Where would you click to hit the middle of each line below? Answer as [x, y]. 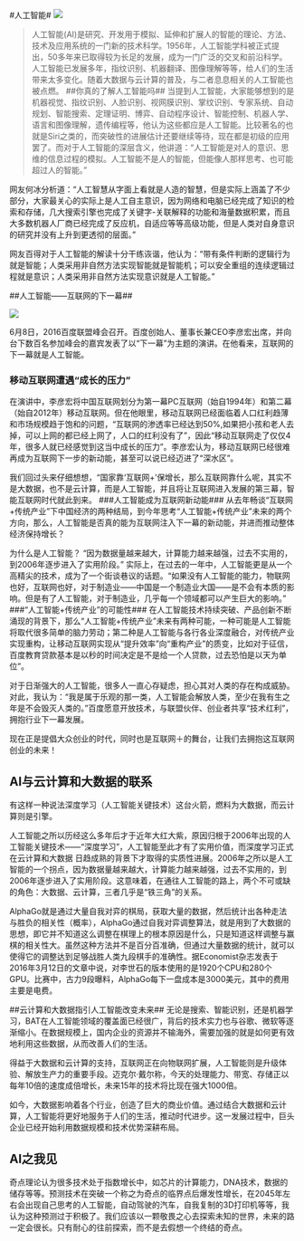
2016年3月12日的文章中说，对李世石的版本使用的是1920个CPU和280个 [141, 968]
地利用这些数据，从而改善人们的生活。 [81, 1044]
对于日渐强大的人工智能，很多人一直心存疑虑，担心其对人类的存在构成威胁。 [152, 686]
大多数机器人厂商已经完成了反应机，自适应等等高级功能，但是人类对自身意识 [152, 223]
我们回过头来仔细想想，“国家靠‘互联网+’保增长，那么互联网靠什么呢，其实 [147, 477]
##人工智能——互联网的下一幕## [71, 296]
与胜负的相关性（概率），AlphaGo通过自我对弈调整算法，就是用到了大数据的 [150, 922]
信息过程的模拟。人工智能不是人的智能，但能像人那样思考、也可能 [171, 159]
